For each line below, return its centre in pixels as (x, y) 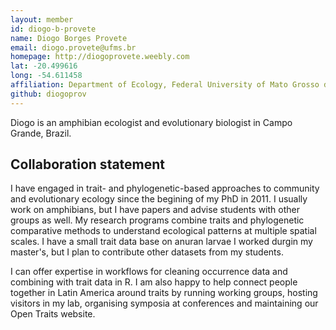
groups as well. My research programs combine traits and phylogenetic (157, 220)
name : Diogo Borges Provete (69, 38)
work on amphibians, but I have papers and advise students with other (155, 210)
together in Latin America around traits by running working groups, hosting (164, 293)
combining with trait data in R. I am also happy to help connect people (154, 282)
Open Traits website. (53, 314)
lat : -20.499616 (44, 66)
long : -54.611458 (46, 76)
